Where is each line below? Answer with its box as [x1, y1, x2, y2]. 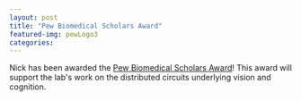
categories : [9, 38, 54, 47]
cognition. [9, 81, 47, 92]
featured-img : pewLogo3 [9, 29, 99, 38]
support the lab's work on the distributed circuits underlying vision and [9, 72, 271, 83]
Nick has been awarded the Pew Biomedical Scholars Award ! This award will [9, 63, 292, 73]
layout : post [9, 13, 58, 22]
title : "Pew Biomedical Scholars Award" [9, 21, 164, 30]
